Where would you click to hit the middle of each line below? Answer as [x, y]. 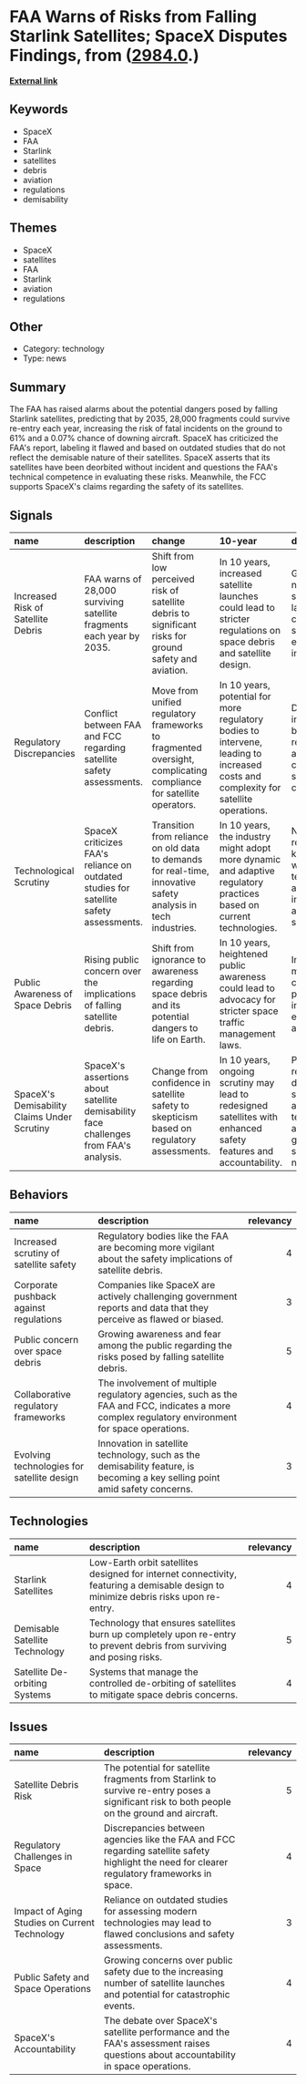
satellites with [248, 1117]
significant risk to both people [167, 1802]
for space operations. [143, 1429]
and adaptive [247, 871]
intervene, [240, 742]
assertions [107, 1077]
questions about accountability [170, 2055]
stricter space [249, 1011]
